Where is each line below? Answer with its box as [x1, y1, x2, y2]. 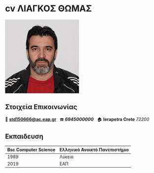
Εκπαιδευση [5, 132, 43, 141]
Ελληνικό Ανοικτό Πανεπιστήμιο [59, 147, 129, 153]
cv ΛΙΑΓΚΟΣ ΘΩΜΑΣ [5, 3, 92, 14]
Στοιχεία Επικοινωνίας [5, 103, 78, 111]
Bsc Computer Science [7, 147, 56, 153]
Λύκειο [59, 154, 74, 160]
